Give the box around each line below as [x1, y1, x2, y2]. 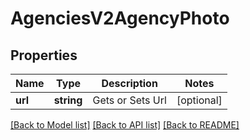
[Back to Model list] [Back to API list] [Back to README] [10, 119, 240, 131]
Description [101, 77, 158, 90]
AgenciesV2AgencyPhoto [10, 7, 230, 30]
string [53, 93, 83, 107]
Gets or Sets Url [92, 93, 167, 107]
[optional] [176, 93, 223, 107]
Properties [10, 47, 78, 64]
